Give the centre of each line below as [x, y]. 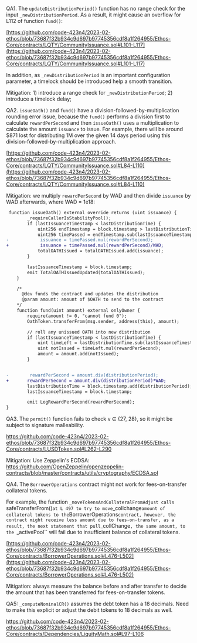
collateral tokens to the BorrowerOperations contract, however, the [91, 515]
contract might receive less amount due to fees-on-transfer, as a [90, 520]
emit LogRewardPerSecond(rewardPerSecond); [81, 402]
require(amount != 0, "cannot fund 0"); [77, 316]
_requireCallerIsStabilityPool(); [69, 218]
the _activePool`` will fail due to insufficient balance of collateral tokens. [93, 532]
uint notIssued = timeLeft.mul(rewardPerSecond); [99, 349]
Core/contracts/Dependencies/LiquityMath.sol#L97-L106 [75, 634]
